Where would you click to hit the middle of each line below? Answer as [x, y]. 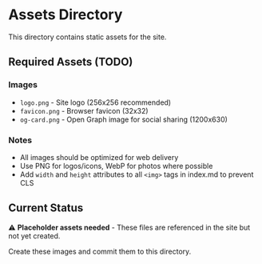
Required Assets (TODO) [71, 62]
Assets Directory [65, 15]
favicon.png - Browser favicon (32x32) [84, 110]
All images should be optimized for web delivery [99, 157]
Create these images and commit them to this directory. [100, 251]
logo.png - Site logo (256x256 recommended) [95, 102]
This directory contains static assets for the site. [87, 37]
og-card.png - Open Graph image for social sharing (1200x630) [123, 119]
